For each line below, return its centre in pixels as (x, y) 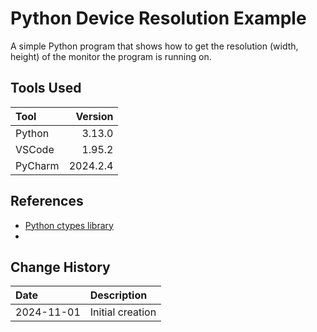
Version (94, 116)
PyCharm (37, 165)
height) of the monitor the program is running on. (111, 56)
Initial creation (123, 312)
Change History (60, 267)
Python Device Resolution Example (158, 18)
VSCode (35, 149)
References (47, 201)
